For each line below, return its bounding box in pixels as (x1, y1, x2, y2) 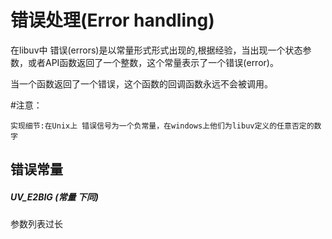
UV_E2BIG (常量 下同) (10, 191, 99, 203)
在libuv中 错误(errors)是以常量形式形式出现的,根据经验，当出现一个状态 (10, 44, 303, 56)
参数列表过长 (10, 218, 63, 230)
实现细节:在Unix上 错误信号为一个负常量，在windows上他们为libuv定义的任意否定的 (10, 121, 315, 131)
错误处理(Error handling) (10, 9, 215, 32)
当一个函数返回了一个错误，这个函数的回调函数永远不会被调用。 (10, 77, 273, 90)
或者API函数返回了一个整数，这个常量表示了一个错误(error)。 (27, 56, 279, 68)
